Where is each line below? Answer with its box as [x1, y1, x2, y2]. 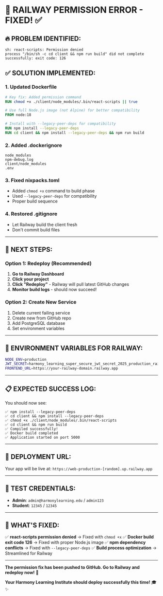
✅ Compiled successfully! [5, 426, 58, 431]
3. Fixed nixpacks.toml [5, 177, 60, 184]
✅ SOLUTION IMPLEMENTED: [5, 69, 96, 77]
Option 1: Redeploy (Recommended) [5, 260, 92, 267]
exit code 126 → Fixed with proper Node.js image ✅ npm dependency [5, 540, 146, 545]
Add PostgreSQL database [12, 320, 65, 326]
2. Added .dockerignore [5, 142, 62, 149]
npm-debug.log [5, 157, 34, 162]
